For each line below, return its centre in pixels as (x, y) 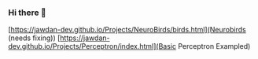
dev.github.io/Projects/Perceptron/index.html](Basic (92, 46)
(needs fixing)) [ (34, 38)
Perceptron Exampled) (214, 46)
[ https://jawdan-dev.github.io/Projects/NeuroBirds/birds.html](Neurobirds (127, 30)
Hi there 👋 (28, 13)
